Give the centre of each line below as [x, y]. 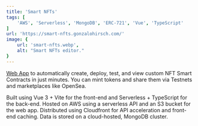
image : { [17, 39]
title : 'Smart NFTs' [32, 12]
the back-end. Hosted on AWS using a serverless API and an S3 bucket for [98, 104]
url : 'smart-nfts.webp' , [48, 45]
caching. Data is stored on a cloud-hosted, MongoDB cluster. [92, 116]
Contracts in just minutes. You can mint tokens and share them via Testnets [99, 79]
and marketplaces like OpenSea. [46, 86]
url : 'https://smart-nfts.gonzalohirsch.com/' [65, 34]
